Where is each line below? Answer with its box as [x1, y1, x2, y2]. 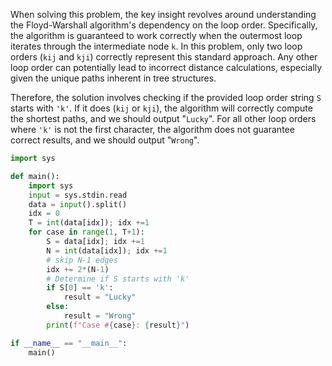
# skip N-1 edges [46, 255, 118, 265]
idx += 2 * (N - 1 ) [46, 264, 110, 274]
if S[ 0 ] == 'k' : [46, 283, 114, 293]
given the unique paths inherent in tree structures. [10, 72, 217, 84]
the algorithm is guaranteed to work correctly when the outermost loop [10, 30, 303, 41]
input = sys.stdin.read [28, 190, 128, 200]
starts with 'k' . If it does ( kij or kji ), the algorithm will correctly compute [10, 102, 313, 114]
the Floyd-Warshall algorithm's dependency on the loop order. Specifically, [10, 19, 318, 31]
